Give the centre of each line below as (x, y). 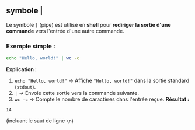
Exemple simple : (31, 46)
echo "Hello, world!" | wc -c (43, 58)
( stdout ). (25, 87)
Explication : (21, 69)
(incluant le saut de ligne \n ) (40, 121)
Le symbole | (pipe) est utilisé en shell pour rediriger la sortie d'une (88, 24)
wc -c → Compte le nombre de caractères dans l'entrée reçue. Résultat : (102, 99)
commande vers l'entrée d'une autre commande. (65, 31)
